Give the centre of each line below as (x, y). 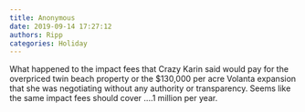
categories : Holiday (49, 43)
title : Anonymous (42, 18)
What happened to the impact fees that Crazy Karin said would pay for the (149, 69)
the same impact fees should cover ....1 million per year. (114, 98)
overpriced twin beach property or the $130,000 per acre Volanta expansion (153, 79)
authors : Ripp (37, 35)
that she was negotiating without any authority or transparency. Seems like (150, 88)
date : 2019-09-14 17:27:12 (61, 26)
